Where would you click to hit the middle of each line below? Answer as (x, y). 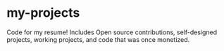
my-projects (43, 13)
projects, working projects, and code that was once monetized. (98, 39)
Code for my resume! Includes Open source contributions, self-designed (112, 32)
